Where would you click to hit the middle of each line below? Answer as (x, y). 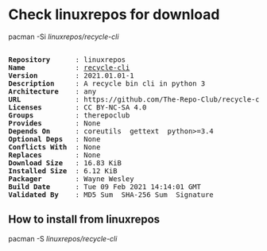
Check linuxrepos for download (114, 15)
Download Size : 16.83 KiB (65, 163)
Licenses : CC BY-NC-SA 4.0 (77, 107)
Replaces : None (54, 155)
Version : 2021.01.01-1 (71, 75)
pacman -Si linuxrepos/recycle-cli (64, 37)
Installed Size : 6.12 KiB (63, 171)
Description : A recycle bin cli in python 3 (107, 83)
